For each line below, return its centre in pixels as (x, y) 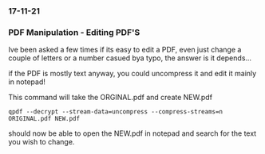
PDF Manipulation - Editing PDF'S (74, 32)
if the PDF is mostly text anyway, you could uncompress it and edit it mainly (132, 74)
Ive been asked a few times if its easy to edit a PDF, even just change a (125, 50)
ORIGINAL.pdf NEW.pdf (44, 119)
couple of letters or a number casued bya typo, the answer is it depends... (130, 58)
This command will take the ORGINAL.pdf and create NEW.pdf (111, 98)
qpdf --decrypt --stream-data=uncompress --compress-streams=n (116, 112)
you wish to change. (42, 142)
